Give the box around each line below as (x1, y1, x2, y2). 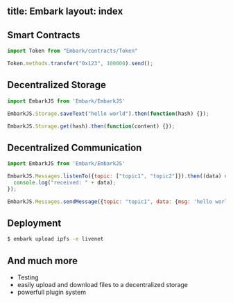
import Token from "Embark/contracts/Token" (7, 48, 138, 55)
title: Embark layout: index (7, 6, 123, 17)
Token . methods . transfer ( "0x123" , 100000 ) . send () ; (7, 60, 154, 67)
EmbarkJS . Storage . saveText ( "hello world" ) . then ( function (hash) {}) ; (7, 110, 209, 117)
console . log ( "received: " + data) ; (13, 179, 116, 186)
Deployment (7, 217, 62, 229)
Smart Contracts (7, 29, 81, 41)
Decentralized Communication (7, 141, 142, 153)
